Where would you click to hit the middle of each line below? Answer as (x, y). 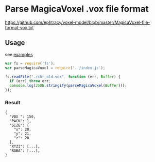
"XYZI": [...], (25, 146)
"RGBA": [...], (25, 151)
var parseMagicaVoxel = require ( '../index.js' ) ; (55, 68)
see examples (19, 54)
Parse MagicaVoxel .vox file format (77, 9)
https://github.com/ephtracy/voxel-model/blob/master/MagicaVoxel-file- (77, 22)
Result (13, 102)
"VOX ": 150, (23, 117)
